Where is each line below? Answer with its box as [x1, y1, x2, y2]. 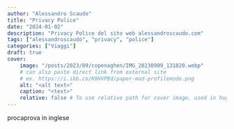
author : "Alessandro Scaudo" [7, 10, 92, 17]
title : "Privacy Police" [7, 17, 79, 24]
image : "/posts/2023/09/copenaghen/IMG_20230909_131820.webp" [19, 62, 204, 69]
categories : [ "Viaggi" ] [7, 43, 77, 50]
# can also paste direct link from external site [19, 68, 167, 75]
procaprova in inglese [7, 114, 70, 122]
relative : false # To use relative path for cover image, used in [19, 95, 217, 102]
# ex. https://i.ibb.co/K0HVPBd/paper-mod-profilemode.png [19, 75, 195, 82]
